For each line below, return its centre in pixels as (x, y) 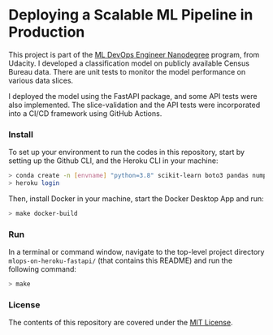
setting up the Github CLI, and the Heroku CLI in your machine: (113, 161)
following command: (43, 269)
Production (47, 32)
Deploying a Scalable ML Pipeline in (131, 15)
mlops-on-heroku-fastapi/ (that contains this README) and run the (121, 260)
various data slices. (41, 80)
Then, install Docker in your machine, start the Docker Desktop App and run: (136, 198)
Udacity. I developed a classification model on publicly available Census (129, 63)
